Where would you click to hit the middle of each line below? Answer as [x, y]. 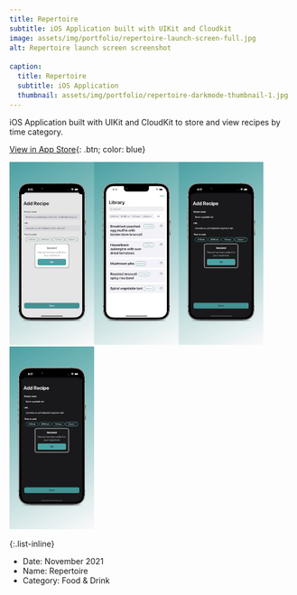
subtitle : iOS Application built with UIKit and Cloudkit [121, 28]
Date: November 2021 [63, 562]
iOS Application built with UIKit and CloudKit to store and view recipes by [145, 122]
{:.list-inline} [32, 544]
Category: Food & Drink [66, 581]
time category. [36, 132]
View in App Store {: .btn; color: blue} [78, 149]
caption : [26, 67]
